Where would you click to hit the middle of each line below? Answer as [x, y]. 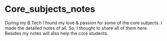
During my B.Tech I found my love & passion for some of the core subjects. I [83, 23]
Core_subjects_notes [50, 9]
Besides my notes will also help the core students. [57, 33]
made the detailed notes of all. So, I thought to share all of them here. [76, 28]
